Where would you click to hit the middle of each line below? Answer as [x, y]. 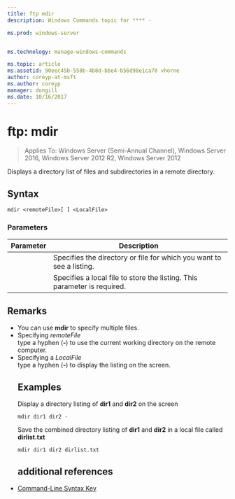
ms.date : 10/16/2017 [37, 97]
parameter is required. [89, 286]
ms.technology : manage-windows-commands [67, 52]
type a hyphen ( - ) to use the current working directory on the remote [116, 343]
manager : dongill [33, 90]
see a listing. [73, 266]
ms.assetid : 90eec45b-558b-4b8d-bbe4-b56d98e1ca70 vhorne [93, 71]
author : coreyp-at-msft [42, 78]
